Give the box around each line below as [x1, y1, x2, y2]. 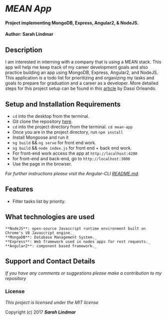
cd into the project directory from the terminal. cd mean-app [12, 124, 133, 130]
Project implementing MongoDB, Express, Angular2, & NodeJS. [5, 19, 139, 25]
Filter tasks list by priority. [12, 198, 66, 204]
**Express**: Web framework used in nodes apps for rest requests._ [5, 239, 151, 244]
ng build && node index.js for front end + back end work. [12, 145, 132, 151]
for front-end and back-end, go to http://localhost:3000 [12, 156, 131, 161]
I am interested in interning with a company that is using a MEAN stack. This [5, 59, 162, 65]
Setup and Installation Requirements [5, 100, 121, 108]
